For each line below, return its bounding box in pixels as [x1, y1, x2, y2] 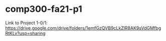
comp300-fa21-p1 [5, 3, 82, 15]
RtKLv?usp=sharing [5, 30, 46, 36]
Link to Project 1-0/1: [5, 20, 48, 26]
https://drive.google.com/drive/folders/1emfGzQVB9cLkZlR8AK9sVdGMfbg [5, 25, 161, 31]
